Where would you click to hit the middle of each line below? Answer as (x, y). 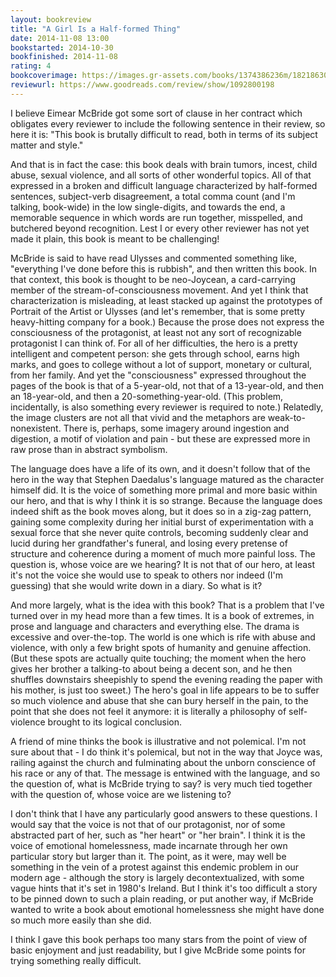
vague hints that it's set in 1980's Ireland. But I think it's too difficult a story (164, 888)
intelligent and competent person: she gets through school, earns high (155, 353)
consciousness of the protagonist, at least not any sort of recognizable (156, 332)
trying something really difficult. (76, 960)
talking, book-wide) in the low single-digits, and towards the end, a (148, 207)
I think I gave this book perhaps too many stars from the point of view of (159, 939)
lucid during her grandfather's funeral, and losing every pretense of (149, 543)
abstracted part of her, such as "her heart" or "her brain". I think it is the (158, 835)
